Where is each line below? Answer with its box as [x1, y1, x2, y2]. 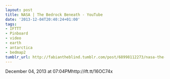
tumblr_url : [5, 54, 30, 60]
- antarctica [5, 45, 33, 50]
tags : [5, 21, 17, 27]
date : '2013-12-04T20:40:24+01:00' [5, 17, 80, 22]
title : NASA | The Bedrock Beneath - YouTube [5, 12, 103, 17]
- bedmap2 [5, 50, 26, 55]
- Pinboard [5, 31, 28, 36]
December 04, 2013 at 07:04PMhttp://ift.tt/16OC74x [5, 68, 113, 74]
